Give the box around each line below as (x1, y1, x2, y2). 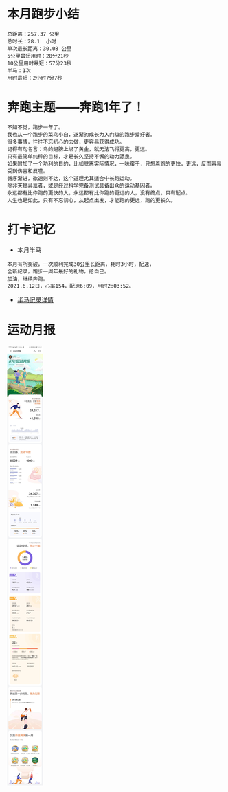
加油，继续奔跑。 (7, 275, 49, 282)
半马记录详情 (16, 295, 54, 304)
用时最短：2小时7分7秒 (7, 74, 63, 81)
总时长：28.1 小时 (7, 38, 57, 45)
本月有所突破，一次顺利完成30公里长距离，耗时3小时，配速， (7, 260, 155, 268)
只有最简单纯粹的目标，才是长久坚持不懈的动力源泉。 (7, 152, 135, 160)
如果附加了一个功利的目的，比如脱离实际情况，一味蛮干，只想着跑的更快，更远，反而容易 (7, 160, 222, 167)
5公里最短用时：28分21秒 (7, 52, 69, 59)
